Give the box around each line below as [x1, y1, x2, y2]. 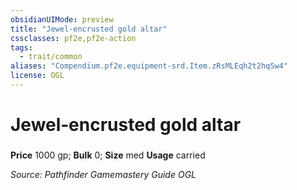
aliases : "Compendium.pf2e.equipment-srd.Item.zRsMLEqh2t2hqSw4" [10, 61, 288, 71]
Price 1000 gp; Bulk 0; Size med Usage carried [10, 149, 206, 161]
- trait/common [19, 52, 83, 62]
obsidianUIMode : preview [10, 14, 114, 25]
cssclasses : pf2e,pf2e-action [10, 33, 137, 43]
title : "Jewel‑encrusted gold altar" [10, 24, 168, 34]
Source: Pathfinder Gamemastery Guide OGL [10, 168, 197, 180]
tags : [10, 42, 33, 53]
